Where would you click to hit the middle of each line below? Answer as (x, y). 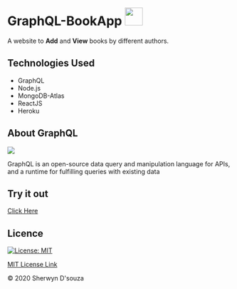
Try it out (28, 194)
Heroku (28, 111)
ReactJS (30, 103)
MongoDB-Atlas (41, 96)
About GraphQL (43, 133)
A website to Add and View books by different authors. (88, 41)
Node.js (29, 88)
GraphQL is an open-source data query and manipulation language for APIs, (119, 163)
